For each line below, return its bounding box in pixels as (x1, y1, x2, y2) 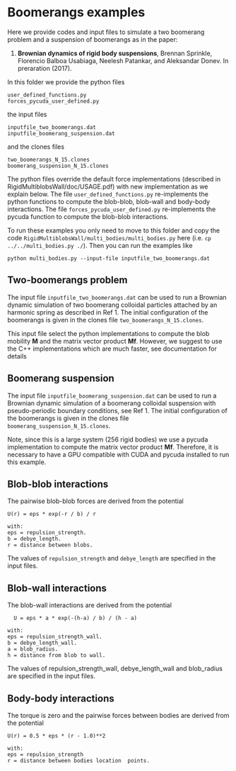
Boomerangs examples (7, 4, 146, 21)
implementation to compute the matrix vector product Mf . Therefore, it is (7, 442, 219, 451)
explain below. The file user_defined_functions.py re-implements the (7, 189, 208, 198)
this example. (7, 458, 47, 466)
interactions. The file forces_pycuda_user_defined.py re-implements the (7, 205, 216, 213)
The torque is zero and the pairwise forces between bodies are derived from (7, 711, 230, 719)
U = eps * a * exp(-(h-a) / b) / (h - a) (13, 614, 138, 622)
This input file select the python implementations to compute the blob (7, 329, 210, 337)
